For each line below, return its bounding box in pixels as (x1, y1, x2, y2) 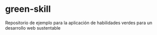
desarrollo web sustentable (5, 25, 61, 31)
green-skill (5, 3, 51, 15)
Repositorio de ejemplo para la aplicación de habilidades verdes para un (5, 20, 153, 26)
